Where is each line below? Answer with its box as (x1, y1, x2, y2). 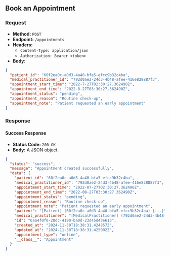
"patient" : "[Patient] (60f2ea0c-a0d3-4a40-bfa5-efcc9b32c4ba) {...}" (14, 208, 166, 214)
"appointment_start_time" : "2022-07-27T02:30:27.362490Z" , (14, 185, 142, 190)
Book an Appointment (5, 4, 75, 13)
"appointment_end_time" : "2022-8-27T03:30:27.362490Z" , (10, 86, 130, 92)
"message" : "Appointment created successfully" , (10, 166, 114, 171)
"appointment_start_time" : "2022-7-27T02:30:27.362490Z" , (10, 82, 135, 87)
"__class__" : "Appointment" (14, 237, 73, 242)
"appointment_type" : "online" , (14, 232, 80, 237)
